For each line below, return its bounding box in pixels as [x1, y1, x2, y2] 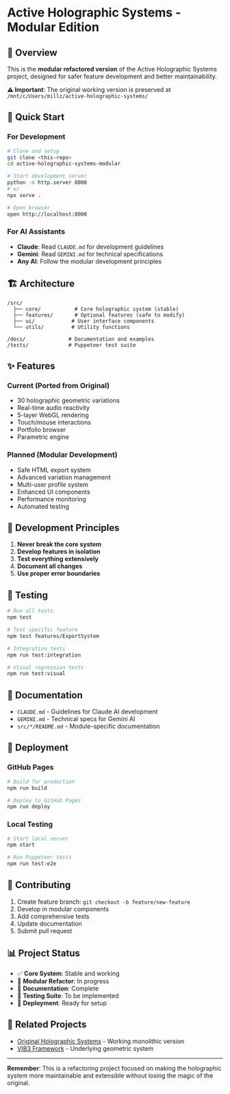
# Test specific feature [7, 626, 78, 633]
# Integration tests [7, 645, 66, 652]
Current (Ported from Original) [7, 380, 110, 390]
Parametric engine [16, 433, 70, 441]
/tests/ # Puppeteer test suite [7, 341, 136, 348]
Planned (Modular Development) [7, 450, 118, 459]
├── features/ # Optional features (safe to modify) [13, 311, 186, 319]
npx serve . [7, 192, 41, 198]
